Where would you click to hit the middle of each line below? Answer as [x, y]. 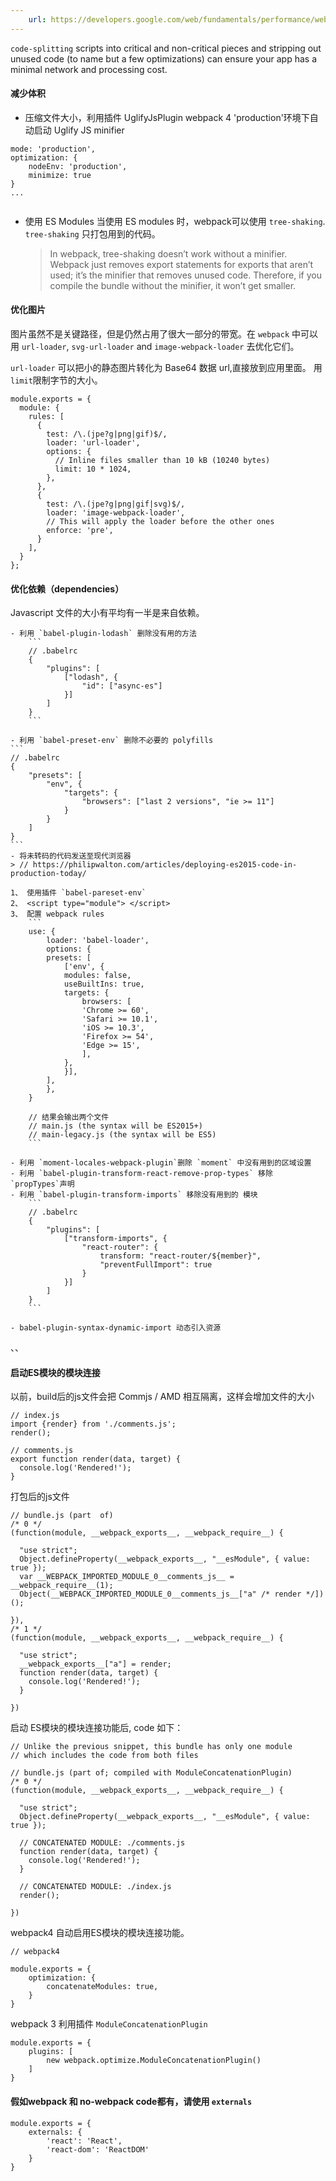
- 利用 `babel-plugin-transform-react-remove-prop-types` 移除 [141, 1174]
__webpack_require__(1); [62, 1586]
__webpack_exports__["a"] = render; [95, 1664]
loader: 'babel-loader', [98, 941]
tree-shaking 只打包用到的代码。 [92, 233]
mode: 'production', [53, 149]
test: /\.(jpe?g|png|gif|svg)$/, [116, 504]
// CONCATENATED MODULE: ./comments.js [102, 1843]
